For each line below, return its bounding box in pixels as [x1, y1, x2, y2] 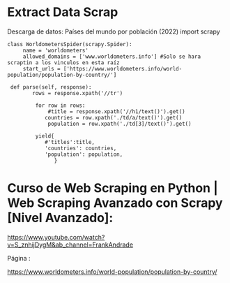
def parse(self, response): [10, 83, 92, 91]
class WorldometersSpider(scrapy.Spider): [7, 41, 132, 48]
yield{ [35, 132, 54, 140]
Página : [7, 254, 31, 262]
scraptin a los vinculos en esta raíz [7, 59, 120, 66]
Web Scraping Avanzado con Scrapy [7, 195, 223, 211]
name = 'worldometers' [22, 47, 89, 54]
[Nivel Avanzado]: [7, 210, 114, 226]
